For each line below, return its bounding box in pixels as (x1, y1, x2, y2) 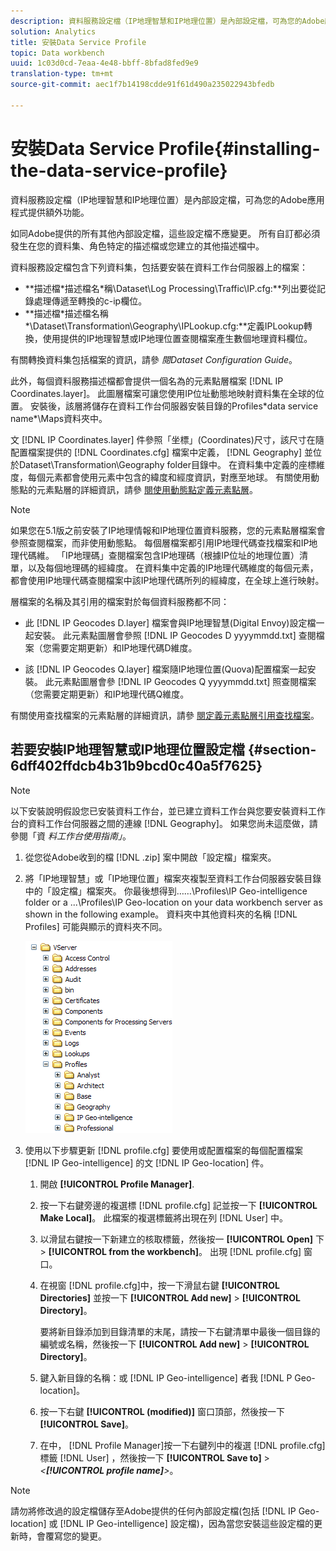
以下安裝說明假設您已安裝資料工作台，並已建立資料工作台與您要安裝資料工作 (10, 805, 326, 817)
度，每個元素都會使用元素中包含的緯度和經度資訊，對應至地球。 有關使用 (10, 471, 311, 483)
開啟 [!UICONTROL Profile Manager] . (39, 1178, 195, 1190)
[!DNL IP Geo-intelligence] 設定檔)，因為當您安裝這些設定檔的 (59, 1517, 314, 1529)
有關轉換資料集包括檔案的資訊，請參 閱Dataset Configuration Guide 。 (10, 353, 298, 365)
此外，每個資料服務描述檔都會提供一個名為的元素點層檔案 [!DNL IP (10, 375, 284, 387)
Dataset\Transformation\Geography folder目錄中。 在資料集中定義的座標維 (18, 458, 325, 470)
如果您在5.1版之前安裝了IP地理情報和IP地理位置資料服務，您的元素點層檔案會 (10, 524, 326, 536)
